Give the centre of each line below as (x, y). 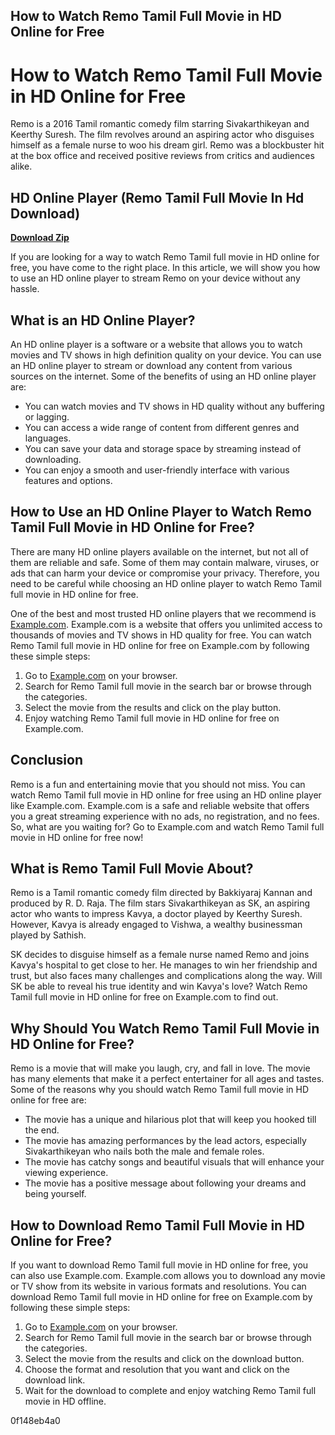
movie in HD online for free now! (77, 837)
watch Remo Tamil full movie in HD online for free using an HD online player (166, 795)
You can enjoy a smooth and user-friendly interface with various (157, 470)
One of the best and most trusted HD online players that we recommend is (163, 613)
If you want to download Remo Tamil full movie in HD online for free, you (159, 1265)
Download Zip (40, 238)
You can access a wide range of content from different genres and (162, 427)
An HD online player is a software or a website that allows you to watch (156, 344)
